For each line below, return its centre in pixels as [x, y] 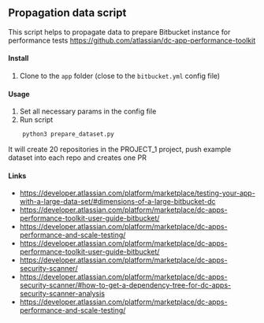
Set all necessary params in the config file [88, 111]
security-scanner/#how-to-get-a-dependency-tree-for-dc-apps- [125, 285]
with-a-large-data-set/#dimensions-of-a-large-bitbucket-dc [117, 202]
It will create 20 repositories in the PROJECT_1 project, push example [120, 150]
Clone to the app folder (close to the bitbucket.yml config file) [120, 76]
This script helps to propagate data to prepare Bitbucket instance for [119, 32]
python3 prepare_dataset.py [68, 134]
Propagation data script [67, 13]
